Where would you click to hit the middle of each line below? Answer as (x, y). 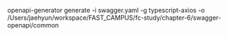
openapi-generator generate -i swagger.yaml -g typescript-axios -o (106, 10)
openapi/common (33, 25)
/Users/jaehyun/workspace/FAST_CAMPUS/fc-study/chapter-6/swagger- (114, 18)
